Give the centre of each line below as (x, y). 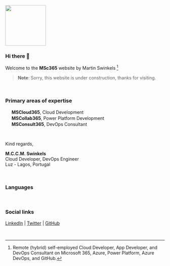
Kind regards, (19, 144)
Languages (19, 188)
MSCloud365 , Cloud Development (48, 112)
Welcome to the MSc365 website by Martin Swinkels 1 (62, 68)
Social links (20, 212)
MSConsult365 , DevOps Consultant (49, 124)
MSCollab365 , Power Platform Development (58, 118)
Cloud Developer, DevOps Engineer (42, 159)
